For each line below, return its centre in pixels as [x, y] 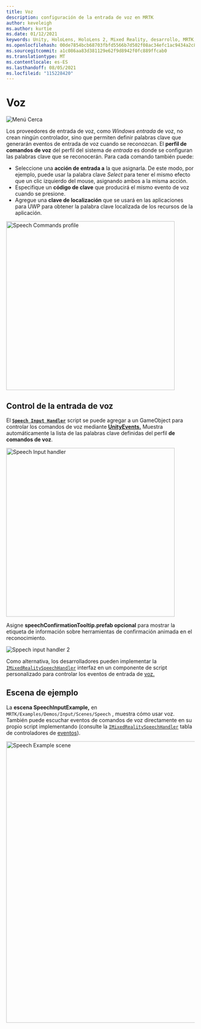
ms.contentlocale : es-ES [37, 62]
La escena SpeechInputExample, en [52, 707]
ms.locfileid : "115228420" [40, 73]
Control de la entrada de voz [60, 406]
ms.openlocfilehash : [32, 46]
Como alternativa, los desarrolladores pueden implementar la [82, 661]
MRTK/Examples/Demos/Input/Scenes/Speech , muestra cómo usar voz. [91, 714]
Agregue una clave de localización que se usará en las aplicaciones [99, 200]
